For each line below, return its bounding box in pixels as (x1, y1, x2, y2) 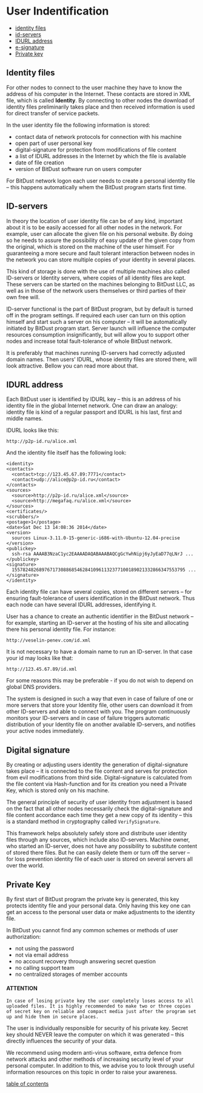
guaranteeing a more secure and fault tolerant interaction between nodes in (6, 249, 195, 257)
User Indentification (6, 4, 109, 18)
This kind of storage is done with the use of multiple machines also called (6, 267, 190, 275)
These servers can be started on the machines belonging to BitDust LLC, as (6, 280, 195, 288)
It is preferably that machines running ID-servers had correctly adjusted (6, 349, 185, 356)
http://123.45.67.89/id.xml (6, 666, 78, 673)
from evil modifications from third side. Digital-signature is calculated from (6, 774, 192, 781)
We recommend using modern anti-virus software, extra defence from (6, 1049, 182, 1057)
